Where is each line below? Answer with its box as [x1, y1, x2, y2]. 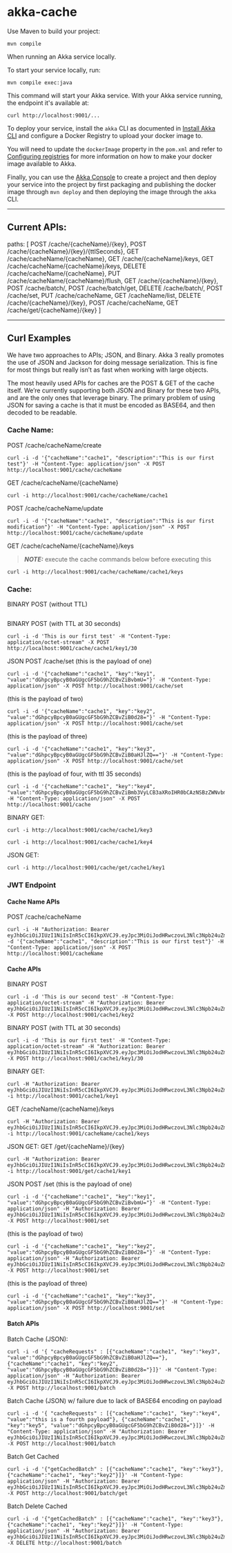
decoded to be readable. [7, 408, 77, 417]
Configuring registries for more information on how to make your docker [7, 152, 213, 160]
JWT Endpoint [7, 880, 57, 890]
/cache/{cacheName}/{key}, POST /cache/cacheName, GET [7, 298, 179, 307]
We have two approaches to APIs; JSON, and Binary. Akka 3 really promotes [7, 350, 224, 359]
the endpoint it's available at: [7, 98, 90, 107]
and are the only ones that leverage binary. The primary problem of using [7, 393, 215, 401]
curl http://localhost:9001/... [7, 112, 100, 119]
